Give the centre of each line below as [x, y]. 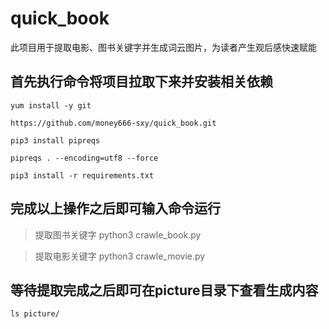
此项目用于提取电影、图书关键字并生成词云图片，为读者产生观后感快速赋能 [163, 47]
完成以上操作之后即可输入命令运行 [115, 208]
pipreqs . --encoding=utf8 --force [84, 158]
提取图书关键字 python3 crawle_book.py [118, 234]
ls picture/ [35, 314]
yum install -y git [51, 105]
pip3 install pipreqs [55, 140]
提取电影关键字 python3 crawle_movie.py [120, 256]
